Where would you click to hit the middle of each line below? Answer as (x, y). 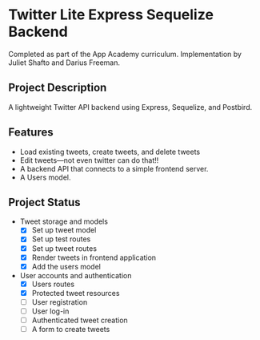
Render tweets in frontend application (94, 257)
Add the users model (66, 266)
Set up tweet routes (64, 248)
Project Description (58, 88)
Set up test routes (61, 239)
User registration (60, 302)
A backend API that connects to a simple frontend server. (114, 168)
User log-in (50, 311)
